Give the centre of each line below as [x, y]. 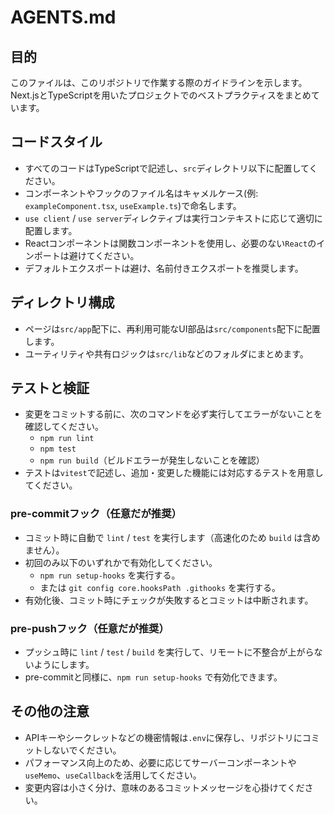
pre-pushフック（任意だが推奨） [90, 628]
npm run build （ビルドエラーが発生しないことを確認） [152, 460]
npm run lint [67, 439]
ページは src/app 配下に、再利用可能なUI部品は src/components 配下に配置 [172, 328]
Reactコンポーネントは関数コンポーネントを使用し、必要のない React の [170, 243]
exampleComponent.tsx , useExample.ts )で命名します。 [133, 205]
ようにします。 [64, 665]
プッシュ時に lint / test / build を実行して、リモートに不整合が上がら [169, 652]
